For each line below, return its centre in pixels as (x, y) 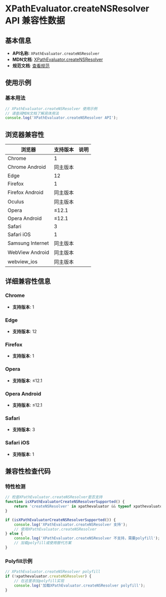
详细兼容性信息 (28, 281)
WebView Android (28, 252)
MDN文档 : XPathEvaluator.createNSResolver (58, 59)
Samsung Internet (28, 243)
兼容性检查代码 (28, 471)
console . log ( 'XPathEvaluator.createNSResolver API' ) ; (62, 118)
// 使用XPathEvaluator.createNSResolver (55, 529)
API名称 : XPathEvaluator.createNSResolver (56, 53)
